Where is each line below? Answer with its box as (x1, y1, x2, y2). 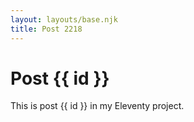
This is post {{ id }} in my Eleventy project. (10, 100, 185, 112)
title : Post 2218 (10, 24, 83, 34)
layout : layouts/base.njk (10, 14, 118, 25)
